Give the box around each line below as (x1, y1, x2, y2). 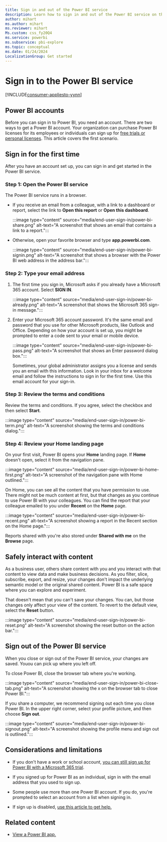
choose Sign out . (5, 711, 41, 717)
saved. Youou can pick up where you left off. (5, 660, 97, 667)
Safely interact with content (5, 552, 93, 561)
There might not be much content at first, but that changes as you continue (5, 492, 159, 498)
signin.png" (12, 252, 36, 258)
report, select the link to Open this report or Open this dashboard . (12, 207, 149, 213)
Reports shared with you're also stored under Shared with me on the (5, 533, 146, 539)
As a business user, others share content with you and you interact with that (5, 565, 161, 572)
